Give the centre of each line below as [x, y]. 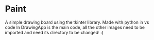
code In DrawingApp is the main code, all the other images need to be [75, 27]
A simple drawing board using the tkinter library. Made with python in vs [77, 22]
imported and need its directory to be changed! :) [54, 32]
